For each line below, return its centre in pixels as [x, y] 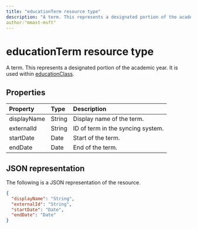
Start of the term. [96, 138]
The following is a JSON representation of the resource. [73, 182]
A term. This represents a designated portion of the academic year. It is [92, 68]
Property [22, 109]
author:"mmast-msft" [31, 22]
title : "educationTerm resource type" [53, 11]
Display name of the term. [108, 119]
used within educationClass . [40, 74]
